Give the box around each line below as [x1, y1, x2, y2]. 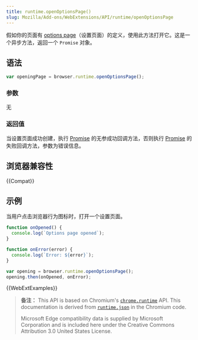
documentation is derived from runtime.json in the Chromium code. [20, 304, 187, 311]
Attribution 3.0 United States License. [20, 328, 113, 335]
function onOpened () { [6, 225, 62, 231]
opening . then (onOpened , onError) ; [6, 274, 92, 280]
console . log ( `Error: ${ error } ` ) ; [11, 252, 94, 258]
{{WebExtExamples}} [6, 285, 58, 292]
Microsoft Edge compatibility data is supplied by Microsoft [20, 315, 164, 322]
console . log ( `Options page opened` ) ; [11, 230, 105, 237]
